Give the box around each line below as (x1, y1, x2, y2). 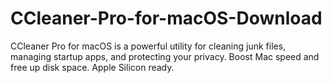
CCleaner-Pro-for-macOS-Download (10, 7, 323, 30)
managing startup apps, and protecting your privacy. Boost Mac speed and (10, 50, 320, 62)
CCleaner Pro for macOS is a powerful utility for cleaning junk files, (10, 40, 287, 52)
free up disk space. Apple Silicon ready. (10, 61, 175, 73)
